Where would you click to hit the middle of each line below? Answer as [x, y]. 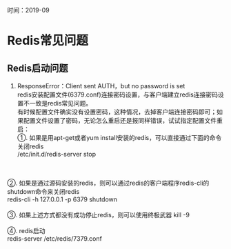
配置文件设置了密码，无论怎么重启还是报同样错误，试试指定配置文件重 [123, 120]
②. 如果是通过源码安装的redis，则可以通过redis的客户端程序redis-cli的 [108, 183]
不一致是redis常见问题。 [58, 103]
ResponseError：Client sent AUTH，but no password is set [101, 86]
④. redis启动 [26, 231]
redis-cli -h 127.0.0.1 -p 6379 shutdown [62, 199]
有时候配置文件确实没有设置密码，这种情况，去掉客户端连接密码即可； [117, 112]
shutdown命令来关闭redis [43, 191]
